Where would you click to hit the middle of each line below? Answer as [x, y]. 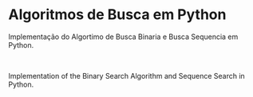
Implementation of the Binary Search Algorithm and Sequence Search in [126, 76]
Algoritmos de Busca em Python [117, 15]
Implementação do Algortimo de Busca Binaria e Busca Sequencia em [123, 37]
